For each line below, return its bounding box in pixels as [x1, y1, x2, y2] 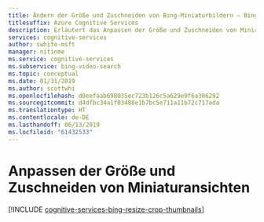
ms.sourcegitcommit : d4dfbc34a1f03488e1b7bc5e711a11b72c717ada [8, 99, 220, 107]
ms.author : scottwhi [8, 84, 76, 93]
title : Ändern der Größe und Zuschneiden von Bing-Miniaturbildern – [8, 11, 241, 20]
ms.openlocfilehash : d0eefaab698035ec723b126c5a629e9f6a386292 [8, 92, 220, 100]
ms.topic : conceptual [8, 70, 79, 78]
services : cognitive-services [8, 33, 108, 42]
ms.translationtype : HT [8, 107, 86, 115]
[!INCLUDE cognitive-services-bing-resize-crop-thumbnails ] [8, 205, 204, 214]
